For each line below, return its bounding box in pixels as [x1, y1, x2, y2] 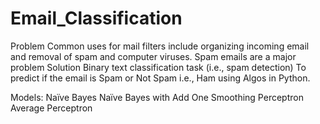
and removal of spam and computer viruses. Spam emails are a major [10, 50, 297, 62]
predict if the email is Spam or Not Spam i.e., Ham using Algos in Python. [10, 72, 311, 84]
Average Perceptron [10, 102, 93, 114]
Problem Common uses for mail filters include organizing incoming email [10, 40, 310, 52]
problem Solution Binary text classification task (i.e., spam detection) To [10, 61, 307, 73]
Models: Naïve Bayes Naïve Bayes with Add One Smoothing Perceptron [10, 91, 304, 103]
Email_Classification [10, 7, 183, 30]
